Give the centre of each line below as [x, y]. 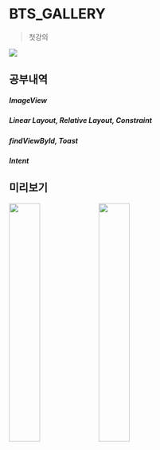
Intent [19, 161]
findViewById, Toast [44, 140]
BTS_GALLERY [57, 14]
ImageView [28, 100]
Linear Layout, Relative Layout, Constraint [81, 120]
